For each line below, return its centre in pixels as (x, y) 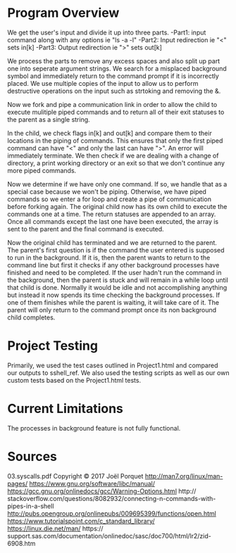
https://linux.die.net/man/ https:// (55, 528)
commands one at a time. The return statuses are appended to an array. (112, 214)
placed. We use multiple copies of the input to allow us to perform (103, 83)
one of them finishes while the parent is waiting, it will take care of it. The (113, 302)
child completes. (31, 317)
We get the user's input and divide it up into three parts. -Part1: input (107, 32)
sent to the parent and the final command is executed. (86, 229)
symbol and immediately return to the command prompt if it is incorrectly (113, 76)
